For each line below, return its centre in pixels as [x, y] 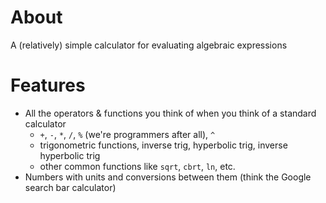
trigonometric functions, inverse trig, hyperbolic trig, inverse [163, 145]
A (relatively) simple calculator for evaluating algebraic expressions [149, 45]
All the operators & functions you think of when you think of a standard [170, 113]
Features [48, 85]
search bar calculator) [70, 187]
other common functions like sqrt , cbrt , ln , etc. [137, 166]
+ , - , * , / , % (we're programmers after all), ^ [127, 134]
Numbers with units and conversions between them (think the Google [168, 177]
